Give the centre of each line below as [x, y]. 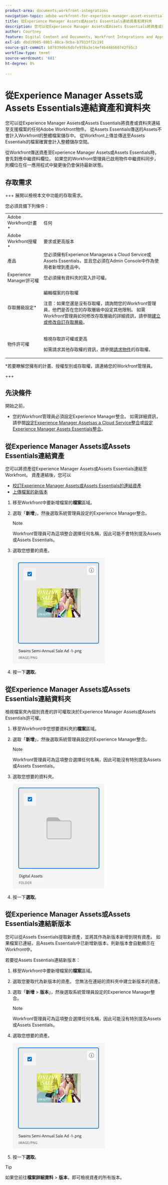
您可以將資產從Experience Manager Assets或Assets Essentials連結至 [76, 469]
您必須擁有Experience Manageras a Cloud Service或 [97, 255]
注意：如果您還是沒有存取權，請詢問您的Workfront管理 [100, 303]
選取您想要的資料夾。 [34, 776]
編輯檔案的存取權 [61, 293]
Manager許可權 [23, 280]
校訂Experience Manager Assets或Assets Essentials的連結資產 [77, 486]
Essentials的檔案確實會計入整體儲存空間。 [48, 142]
